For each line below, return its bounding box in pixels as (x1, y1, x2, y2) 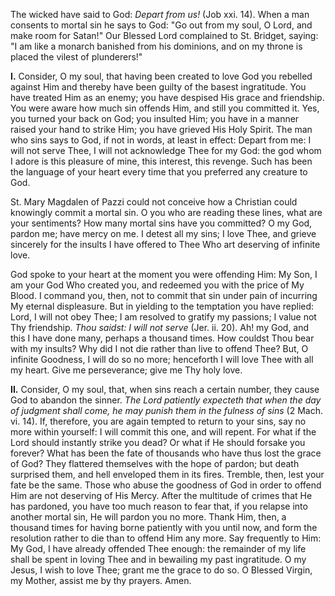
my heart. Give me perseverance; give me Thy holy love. (10, 364, 243, 376)
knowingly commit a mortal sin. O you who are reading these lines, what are (10, 207, 323, 218)
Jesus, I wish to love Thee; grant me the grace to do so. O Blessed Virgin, (10, 564, 313, 576)
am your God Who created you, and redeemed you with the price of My (10, 279, 305, 291)
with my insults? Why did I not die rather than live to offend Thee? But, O (10, 343, 309, 354)
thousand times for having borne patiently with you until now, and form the (10, 522, 318, 533)
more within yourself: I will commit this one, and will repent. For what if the (10, 426, 317, 438)
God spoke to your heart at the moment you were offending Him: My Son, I (10, 269, 318, 280)
